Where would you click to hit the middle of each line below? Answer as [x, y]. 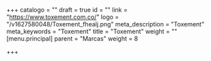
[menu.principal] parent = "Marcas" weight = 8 [72, 39]
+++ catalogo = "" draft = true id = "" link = [67, 10]
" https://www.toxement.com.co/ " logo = [63, 17]
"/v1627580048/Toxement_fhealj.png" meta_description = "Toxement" [105, 24]
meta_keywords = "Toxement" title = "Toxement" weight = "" [92, 31]
